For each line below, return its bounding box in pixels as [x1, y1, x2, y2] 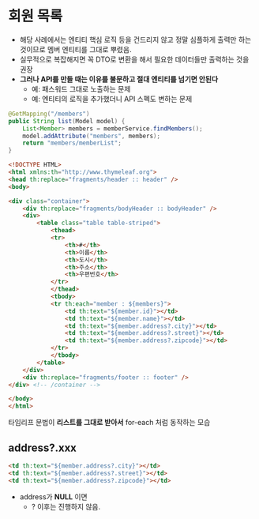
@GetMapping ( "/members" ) [8, 110, 90, 118]
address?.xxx [8, 441, 77, 454]
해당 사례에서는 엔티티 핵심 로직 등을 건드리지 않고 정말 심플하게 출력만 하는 [19, 35, 252, 44]
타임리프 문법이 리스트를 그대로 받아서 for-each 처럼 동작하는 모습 [8, 418, 211, 427]
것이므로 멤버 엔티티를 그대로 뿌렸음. [19, 44, 132, 54]
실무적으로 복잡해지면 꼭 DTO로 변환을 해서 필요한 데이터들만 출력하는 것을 [19, 55, 250, 64]
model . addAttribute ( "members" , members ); [22, 132, 160, 140]
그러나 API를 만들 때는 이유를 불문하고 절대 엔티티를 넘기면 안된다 [19, 74, 219, 84]
